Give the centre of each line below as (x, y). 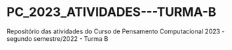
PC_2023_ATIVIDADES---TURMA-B (111, 12)
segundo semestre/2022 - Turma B (57, 38)
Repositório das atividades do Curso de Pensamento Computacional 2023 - (116, 31)
